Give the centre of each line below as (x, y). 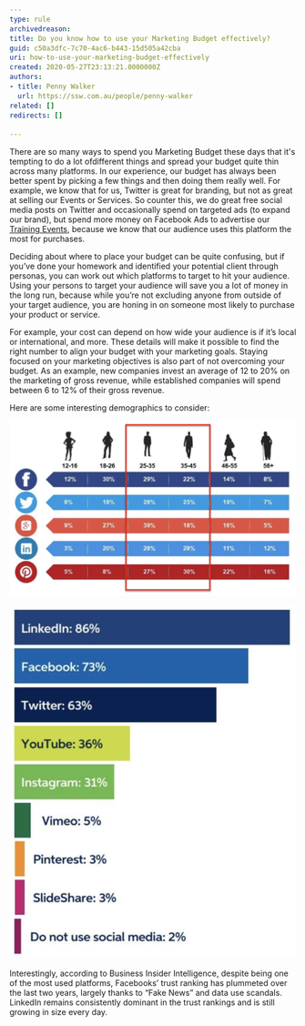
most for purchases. (47, 239)
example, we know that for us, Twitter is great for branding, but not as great (151, 190)
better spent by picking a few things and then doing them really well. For (145, 181)
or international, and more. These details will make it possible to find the (144, 342)
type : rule (30, 19)
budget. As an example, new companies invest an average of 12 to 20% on (150, 371)
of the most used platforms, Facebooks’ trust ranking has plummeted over (148, 983)
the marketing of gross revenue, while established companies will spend (145, 381)
